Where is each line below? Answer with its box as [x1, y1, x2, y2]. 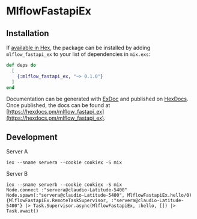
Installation [6, 28, 49, 39]
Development [6, 132, 58, 142]
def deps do [6, 62, 36, 68]
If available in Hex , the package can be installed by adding [6, 44, 151, 51]
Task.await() [6, 208, 39, 214]
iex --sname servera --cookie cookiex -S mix [6, 159, 122, 166]
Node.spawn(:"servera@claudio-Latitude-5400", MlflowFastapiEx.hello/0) [6, 193, 192, 199]
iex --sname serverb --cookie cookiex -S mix [6, 182, 122, 188]
